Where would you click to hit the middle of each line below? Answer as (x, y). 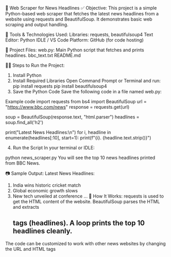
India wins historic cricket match (47, 185)
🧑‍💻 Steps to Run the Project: (35, 65)
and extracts (26, 207)
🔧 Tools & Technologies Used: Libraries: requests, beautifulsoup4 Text (79, 34)
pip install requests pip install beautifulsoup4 (60, 86)
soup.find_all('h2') (24, 122)
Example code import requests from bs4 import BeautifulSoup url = (76, 102)
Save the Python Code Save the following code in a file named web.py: (87, 92)
